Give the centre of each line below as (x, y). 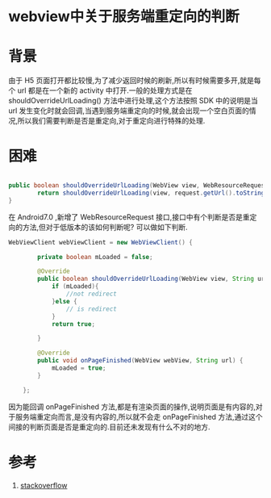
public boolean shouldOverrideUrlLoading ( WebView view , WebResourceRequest (138, 186)
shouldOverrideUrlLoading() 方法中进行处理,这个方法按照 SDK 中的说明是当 (133, 101)
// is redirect (91, 309)
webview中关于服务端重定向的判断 (124, 17)
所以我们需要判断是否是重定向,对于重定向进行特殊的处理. (111, 121)
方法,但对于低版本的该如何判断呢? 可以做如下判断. (105, 227)
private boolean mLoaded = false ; (95, 257)
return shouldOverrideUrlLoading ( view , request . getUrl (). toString (151, 193)
